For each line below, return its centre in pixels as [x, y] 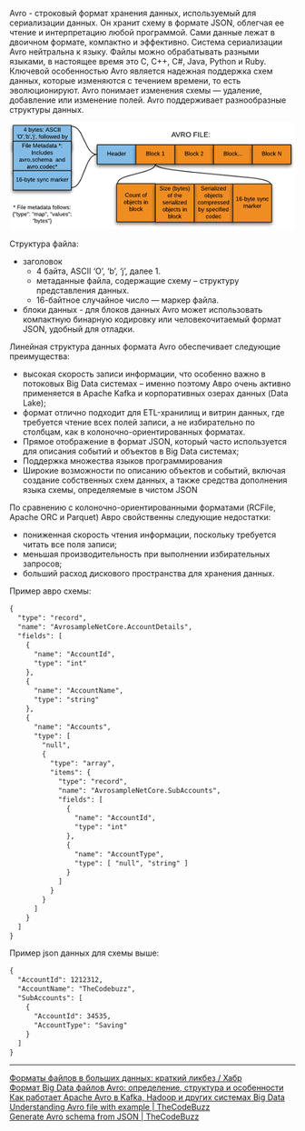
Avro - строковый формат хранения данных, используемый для [133, 13]
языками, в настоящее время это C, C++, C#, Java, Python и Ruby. [138, 61]
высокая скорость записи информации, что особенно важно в [144, 374]
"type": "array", [83, 763]
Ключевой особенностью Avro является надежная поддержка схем [142, 71]
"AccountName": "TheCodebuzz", [77, 989]
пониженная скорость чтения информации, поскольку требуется [149, 535]
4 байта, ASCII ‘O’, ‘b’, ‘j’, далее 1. [98, 271]
